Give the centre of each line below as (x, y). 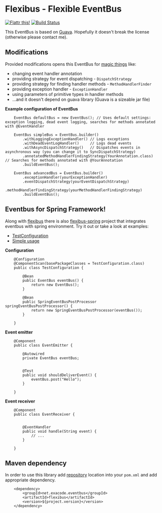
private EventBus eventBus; (51, 358)
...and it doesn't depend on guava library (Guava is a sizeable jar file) (81, 99)
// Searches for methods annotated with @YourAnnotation (64, 160)
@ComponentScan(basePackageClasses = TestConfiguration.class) (79, 263)
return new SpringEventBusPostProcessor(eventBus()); (87, 310)
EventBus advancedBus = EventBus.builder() (59, 173)
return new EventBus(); (55, 285)
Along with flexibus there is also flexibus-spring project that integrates (75, 221)
